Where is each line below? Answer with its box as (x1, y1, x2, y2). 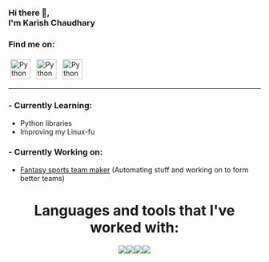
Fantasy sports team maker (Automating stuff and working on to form (19, 164, 249, 175)
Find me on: (8, 38, 55, 50)
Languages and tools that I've (34, 202, 235, 220)
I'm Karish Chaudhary (8, 17, 96, 28)
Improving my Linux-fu (19, 127, 95, 136)
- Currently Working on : (8, 147, 103, 158)
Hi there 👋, (8, 7, 50, 18)
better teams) (19, 173, 66, 183)
